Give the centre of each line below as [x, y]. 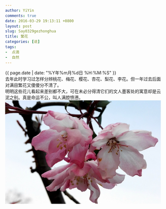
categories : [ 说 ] [23, 42]
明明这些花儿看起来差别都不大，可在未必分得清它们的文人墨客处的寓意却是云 [83, 91]
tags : [11, 47]
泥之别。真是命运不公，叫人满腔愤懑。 [44, 97]
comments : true [21, 16]
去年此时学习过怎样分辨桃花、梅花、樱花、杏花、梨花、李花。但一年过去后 [81, 79]
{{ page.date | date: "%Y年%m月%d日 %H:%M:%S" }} [61, 73]
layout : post [19, 26]
